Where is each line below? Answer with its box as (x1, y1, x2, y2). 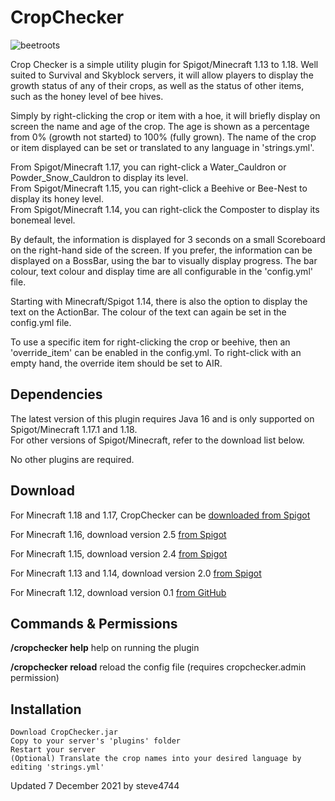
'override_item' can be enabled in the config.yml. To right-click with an (10, 346, 302, 358)
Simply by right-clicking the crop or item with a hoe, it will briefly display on (10, 109, 321, 121)
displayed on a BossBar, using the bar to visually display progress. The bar (10, 254, 318, 266)
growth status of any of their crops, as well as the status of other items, (10, 79, 305, 91)
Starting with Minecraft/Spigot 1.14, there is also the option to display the (10, 295, 308, 307)
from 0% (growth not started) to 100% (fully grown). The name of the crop (10, 131, 317, 143)
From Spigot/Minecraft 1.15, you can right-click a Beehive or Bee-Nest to (10, 182, 308, 194)
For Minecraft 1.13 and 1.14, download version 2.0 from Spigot (10, 567, 262, 579)
